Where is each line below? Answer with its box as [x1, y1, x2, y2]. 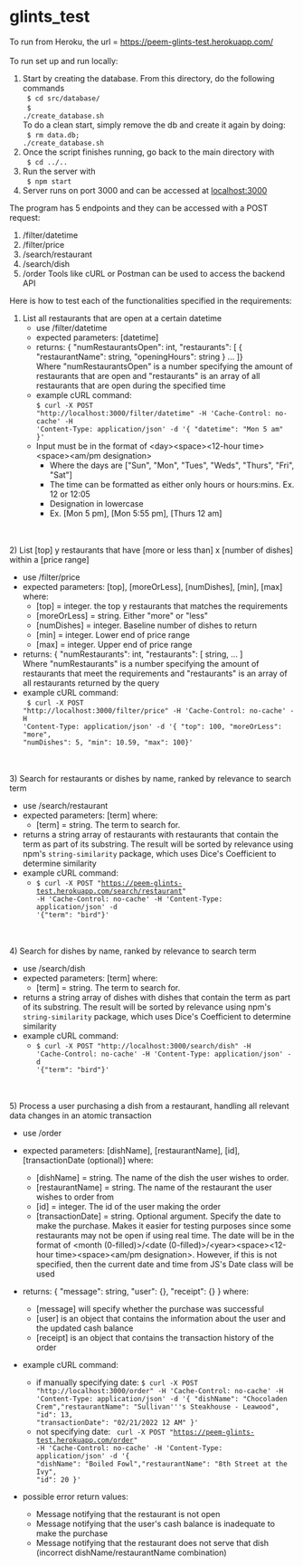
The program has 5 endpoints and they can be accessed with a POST [9, 202, 269, 214]
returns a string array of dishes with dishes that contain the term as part [22, 992, 291, 1002]
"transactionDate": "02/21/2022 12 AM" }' [35, 1418, 199, 1427]
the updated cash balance [35, 1323, 134, 1333]
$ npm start [26, 176, 72, 186]
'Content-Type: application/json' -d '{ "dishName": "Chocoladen [35, 1394, 288, 1403]
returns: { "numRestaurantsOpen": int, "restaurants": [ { [35, 341, 242, 352]
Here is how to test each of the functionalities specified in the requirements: [9, 295, 292, 306]
